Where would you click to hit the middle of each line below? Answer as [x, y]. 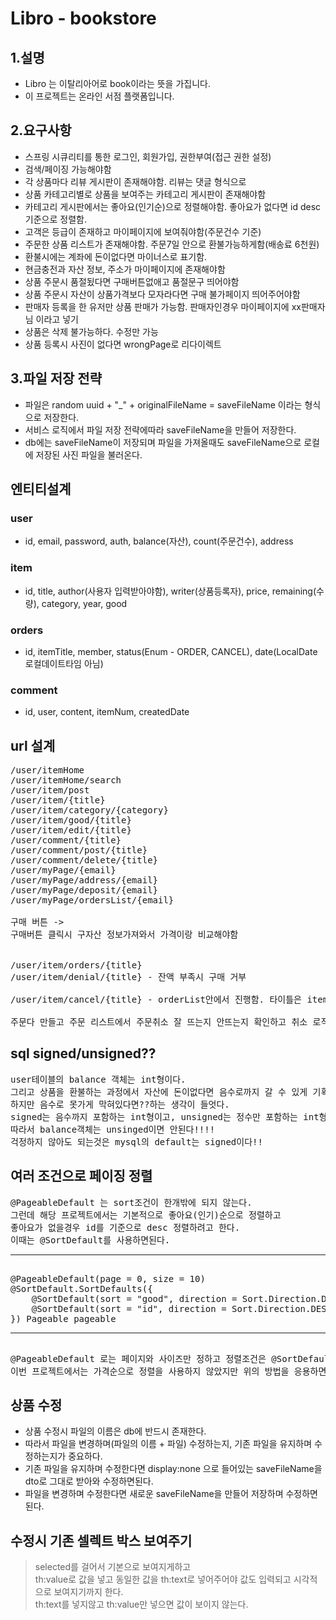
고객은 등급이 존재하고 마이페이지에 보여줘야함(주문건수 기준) [143, 231]
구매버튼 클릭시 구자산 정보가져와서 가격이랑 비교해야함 [124, 935]
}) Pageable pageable [63, 1318]
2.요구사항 [41, 130]
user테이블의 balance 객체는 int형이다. [98, 1079]
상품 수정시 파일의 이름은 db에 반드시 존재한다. [115, 1431]
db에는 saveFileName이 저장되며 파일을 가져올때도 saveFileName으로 [163, 442]
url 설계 [33, 745]
